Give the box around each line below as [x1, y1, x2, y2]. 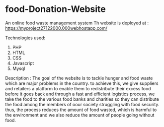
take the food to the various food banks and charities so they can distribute [5, 96, 159, 102]
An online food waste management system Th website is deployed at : [5, 20, 149, 26]
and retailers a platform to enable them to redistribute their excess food [5, 85, 151, 91]
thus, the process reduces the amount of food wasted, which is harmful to [5, 107, 157, 113]
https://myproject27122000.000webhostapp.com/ [5, 25, 108, 31]
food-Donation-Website [5, 3, 106, 15]
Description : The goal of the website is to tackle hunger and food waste [5, 75, 153, 81]
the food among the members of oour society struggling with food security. [5, 101, 160, 107]
